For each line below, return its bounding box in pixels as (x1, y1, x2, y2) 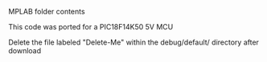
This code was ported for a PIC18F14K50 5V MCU (8, 22, 174, 31)
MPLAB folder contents (8, 7, 86, 16)
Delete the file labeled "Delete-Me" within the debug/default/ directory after (8, 37, 260, 47)
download (8, 46, 42, 55)
